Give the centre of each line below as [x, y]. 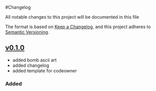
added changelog [31, 65]
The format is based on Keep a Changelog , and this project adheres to [78, 27]
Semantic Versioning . [27, 32]
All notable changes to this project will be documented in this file [72, 17]
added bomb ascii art [34, 60]
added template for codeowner [45, 70]
